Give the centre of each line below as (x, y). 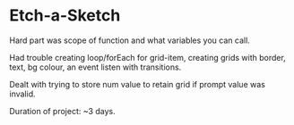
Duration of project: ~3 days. (62, 111)
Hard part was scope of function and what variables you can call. (130, 40)
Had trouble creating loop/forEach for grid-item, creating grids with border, (148, 57)
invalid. (22, 94)
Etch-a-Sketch (65, 16)
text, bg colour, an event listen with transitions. (95, 67)
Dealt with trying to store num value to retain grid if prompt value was (138, 84)
